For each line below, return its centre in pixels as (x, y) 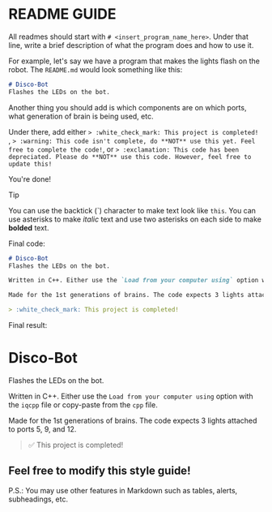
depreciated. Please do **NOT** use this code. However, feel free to (130, 157)
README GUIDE (62, 14)
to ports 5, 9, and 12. (42, 429)
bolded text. (29, 227)
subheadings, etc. (38, 499)
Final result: (28, 325)
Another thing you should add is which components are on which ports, (127, 107)
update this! (30, 164)
